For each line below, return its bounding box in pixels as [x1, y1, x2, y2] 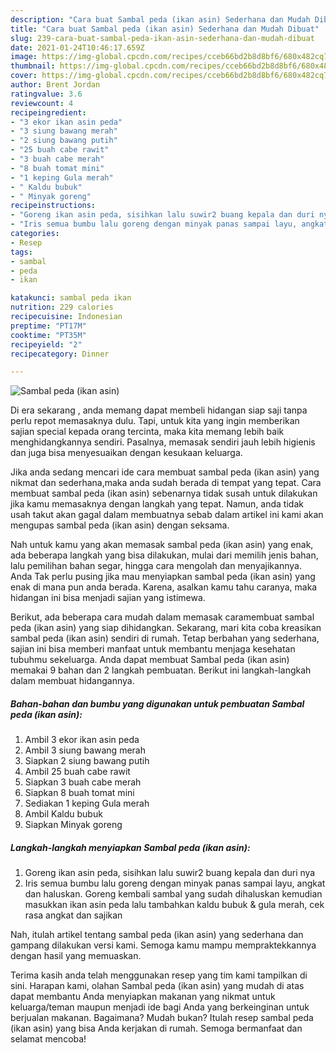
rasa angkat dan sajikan [24, 909, 123, 921]
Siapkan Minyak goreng [24, 819, 123, 831]
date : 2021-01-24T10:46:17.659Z [10, 42, 145, 53]
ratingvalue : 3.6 [10, 89, 83, 99]
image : [10, 52, 38, 62]
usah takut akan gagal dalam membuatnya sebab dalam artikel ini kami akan [10, 509, 324, 521]
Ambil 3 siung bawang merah [24, 744, 146, 756]
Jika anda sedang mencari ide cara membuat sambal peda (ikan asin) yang [10, 466, 320, 478]
